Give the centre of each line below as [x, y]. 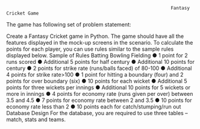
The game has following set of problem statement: [69, 24]
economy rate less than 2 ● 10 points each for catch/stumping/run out [94, 107]
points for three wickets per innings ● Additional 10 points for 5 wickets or [98, 87]
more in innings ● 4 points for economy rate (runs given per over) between [100, 94]
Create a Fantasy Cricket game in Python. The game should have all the [95, 36]
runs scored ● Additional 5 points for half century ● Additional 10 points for [100, 62]
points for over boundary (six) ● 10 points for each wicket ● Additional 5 [97, 81]
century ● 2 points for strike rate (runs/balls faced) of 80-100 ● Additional [99, 68]
